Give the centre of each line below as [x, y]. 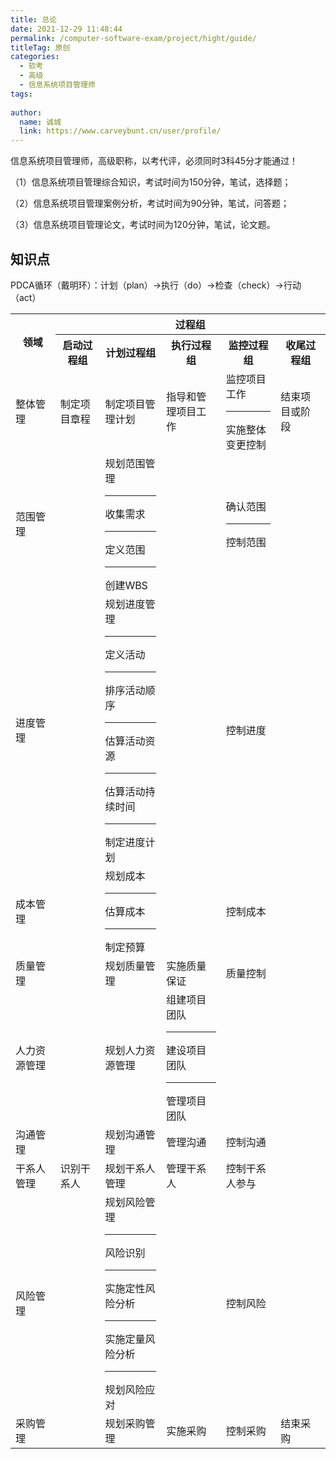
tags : [21, 94]
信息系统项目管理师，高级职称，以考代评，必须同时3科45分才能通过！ [154, 161]
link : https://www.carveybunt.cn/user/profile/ [120, 131]
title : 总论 [33, 19]
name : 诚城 [40, 122]
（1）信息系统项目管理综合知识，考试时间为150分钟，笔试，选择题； [151, 182]
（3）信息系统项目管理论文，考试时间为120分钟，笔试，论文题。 [143, 225]
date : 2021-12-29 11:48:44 [66, 29]
